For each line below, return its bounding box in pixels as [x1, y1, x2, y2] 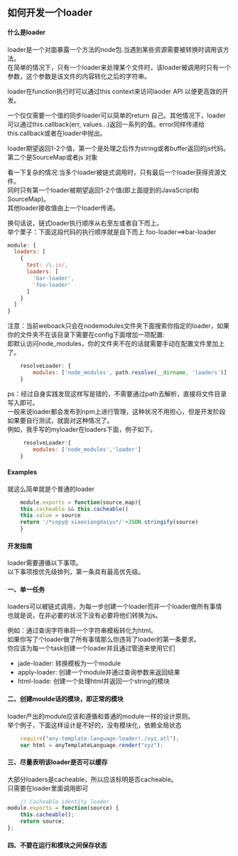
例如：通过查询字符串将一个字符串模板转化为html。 [7, 626, 158, 635]
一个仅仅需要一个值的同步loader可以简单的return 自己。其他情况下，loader [7, 111, 226, 120]
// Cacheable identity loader [20, 798, 110, 805]
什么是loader [7, 28, 46, 36]
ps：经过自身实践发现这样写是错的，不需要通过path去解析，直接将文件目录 [7, 389, 227, 398]
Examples [7, 468, 38, 477]
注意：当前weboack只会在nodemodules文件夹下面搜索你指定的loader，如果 [7, 322, 229, 330]
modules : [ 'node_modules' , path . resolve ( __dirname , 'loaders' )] [33, 369, 227, 376]
